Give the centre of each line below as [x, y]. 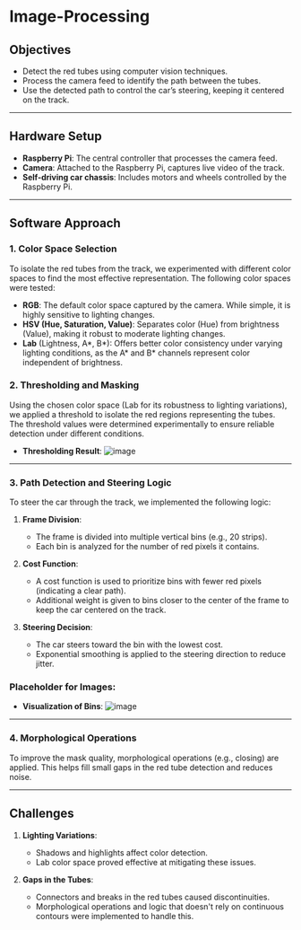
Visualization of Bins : [63, 706]
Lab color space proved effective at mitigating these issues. [146, 862]
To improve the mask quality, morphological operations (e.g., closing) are [144, 758]
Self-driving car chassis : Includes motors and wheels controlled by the [154, 177]
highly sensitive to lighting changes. [88, 314]
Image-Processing [80, 17]
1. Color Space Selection [63, 249]
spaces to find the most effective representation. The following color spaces [150, 278]
